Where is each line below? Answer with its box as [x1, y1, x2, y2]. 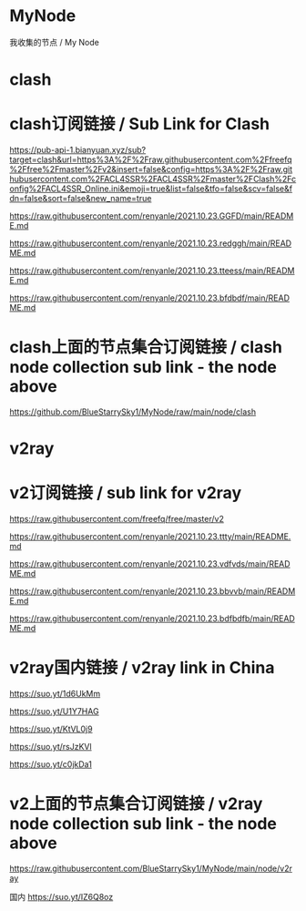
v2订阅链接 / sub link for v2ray [9, 483, 242, 504]
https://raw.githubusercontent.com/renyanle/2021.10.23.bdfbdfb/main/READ [9, 613, 296, 624]
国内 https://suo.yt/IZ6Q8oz [9, 892, 114, 902]
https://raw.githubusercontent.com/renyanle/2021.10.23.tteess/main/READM [9, 265, 295, 276]
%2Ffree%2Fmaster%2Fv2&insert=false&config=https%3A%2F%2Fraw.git [9, 164, 293, 175]
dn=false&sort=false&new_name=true [9, 193, 152, 204]
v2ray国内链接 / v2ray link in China [9, 658, 275, 679]
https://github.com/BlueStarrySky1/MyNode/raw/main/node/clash [9, 406, 257, 417]
